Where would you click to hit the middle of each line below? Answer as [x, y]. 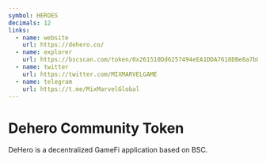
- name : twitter [42, 67]
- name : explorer [44, 52]
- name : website [42, 38]
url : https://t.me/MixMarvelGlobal [81, 89]
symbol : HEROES [33, 15]
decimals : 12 [30, 23]
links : [19, 30]
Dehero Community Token [96, 128]
